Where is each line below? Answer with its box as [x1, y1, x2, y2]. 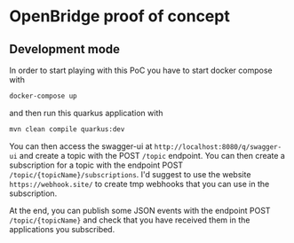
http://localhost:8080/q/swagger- [154, 142, 282, 152]
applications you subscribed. [9, 223, 115, 234]
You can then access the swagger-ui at [9, 140, 153, 152]
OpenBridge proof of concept [9, 6, 231, 27]
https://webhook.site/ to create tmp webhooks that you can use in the [9, 178, 270, 189]
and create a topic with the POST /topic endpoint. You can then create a [19, 150, 286, 161]
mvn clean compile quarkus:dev [9, 124, 125, 134]
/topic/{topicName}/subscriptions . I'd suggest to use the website [9, 169, 251, 179]
